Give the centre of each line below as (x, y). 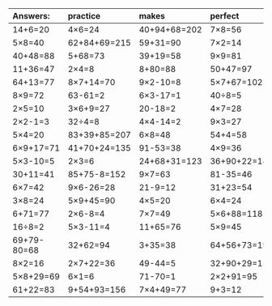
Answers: (31, 16)
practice (84, 16)
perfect (225, 16)
